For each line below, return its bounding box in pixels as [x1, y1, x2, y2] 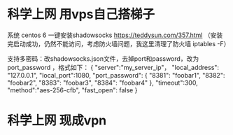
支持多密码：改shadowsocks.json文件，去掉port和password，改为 [7, 54, 199, 63]
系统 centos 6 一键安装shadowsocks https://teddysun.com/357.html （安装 [7, 31, 223, 39]
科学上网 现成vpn [7, 113, 107, 129]
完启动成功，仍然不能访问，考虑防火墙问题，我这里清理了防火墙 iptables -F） [7, 39, 230, 48]
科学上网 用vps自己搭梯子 [7, 6, 155, 22]
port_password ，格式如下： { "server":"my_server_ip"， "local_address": [7, 63, 219, 71]
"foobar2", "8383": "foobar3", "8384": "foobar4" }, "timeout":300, [7, 78, 198, 87]
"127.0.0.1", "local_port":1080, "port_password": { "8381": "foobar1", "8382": [7, 71, 225, 79]
